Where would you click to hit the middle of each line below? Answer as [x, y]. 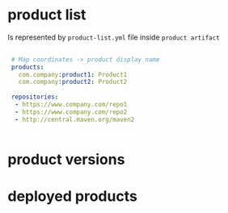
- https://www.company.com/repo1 [71, 105]
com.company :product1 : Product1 [73, 74]
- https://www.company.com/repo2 [71, 112]
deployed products [73, 196]
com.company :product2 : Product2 [73, 82]
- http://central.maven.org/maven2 [75, 119]
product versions [66, 159]
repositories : [35, 97]
